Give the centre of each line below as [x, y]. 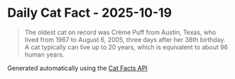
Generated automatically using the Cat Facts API [77, 68]
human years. [44, 55]
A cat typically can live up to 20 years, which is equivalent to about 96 [126, 47]
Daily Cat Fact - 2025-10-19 [90, 13]
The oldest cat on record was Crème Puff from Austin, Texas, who [120, 32]
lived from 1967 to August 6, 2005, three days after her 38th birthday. [125, 39]
